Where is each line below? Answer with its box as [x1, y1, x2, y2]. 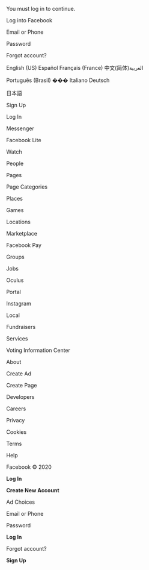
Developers [6, 393, 35, 400]
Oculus [6, 277, 24, 284]
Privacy [6, 417, 25, 424]
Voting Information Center [6, 346, 71, 354]
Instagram [6, 300, 31, 307]
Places [6, 195, 23, 202]
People [6, 160, 24, 167]
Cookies [6, 428, 27, 436]
